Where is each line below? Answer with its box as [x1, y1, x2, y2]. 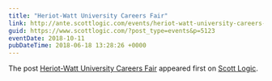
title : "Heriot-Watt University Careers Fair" [8, 11, 168, 20]
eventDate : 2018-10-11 [8, 34, 85, 43]
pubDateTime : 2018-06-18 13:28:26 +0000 [8, 42, 147, 50]
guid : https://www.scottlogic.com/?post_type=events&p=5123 [8, 26, 216, 34]
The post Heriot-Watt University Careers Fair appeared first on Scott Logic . [8, 63, 259, 73]
